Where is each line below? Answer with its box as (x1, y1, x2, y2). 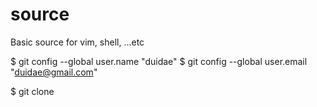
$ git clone (10, 85, 55, 97)
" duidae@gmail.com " (10, 66, 98, 78)
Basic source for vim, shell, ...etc (10, 36, 145, 48)
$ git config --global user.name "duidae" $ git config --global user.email (10, 55, 308, 67)
